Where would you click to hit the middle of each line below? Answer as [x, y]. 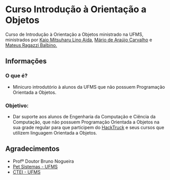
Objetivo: [17, 106]
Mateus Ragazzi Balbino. [31, 45]
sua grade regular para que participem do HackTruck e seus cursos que [88, 127]
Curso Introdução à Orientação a [76, 9]
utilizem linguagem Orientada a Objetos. [55, 133]
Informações [26, 61]
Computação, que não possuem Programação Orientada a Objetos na [86, 122]
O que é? [17, 76]
